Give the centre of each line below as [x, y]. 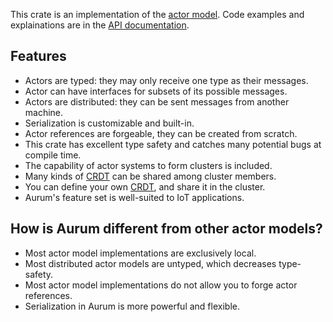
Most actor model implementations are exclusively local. [140, 253]
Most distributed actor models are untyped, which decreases [150, 263]
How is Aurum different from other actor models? [166, 229]
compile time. [53, 155]
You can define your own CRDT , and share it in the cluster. [145, 186]
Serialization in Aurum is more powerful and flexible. [132, 306]
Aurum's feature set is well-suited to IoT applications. [134, 197]
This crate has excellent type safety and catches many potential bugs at [173, 144]
